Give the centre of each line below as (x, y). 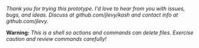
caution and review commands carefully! (56, 39)
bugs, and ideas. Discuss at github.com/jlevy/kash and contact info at (92, 15)
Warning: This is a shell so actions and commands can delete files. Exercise (100, 33)
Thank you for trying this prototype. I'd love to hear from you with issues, (96, 9)
